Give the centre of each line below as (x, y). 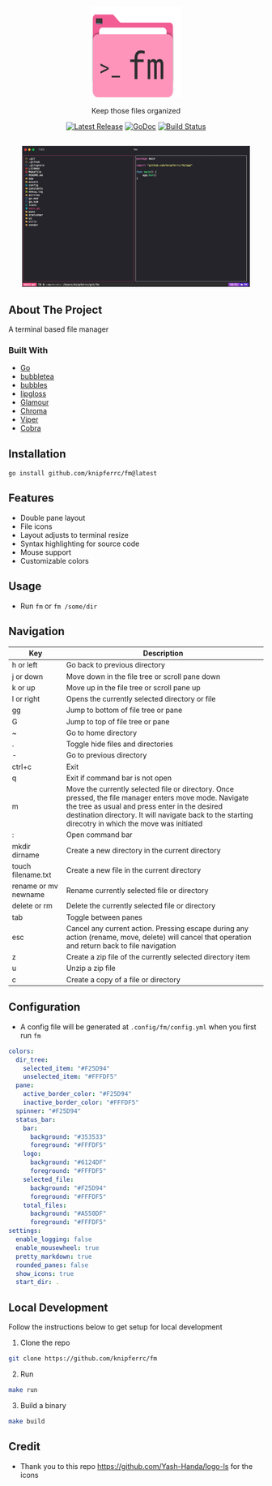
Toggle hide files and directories (120, 744)
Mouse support (45, 552)
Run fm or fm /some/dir (59, 606)
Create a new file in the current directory (134, 870)
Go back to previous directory (116, 665)
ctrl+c (22, 767)
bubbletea (37, 376)
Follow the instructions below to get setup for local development (115, 1327)
